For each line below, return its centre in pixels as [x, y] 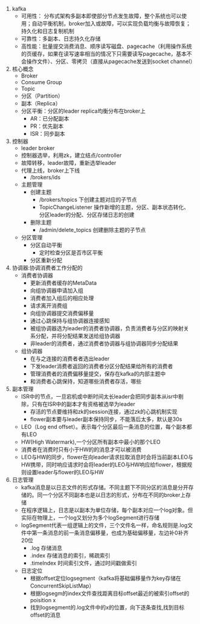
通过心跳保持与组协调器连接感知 [70, 321]
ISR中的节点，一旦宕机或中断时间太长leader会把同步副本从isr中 [99, 397]
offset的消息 [45, 615]
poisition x [43, 600]
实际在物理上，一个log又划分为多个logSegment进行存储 [90, 518]
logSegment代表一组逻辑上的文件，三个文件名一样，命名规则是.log [104, 525]
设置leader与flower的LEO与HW [65, 472]
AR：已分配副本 [50, 118]
